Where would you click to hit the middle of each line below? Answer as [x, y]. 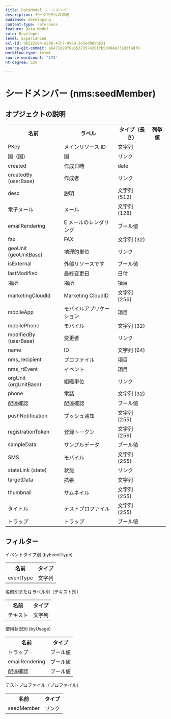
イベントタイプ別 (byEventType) [39, 555]
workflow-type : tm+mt [28, 53]
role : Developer [22, 34]
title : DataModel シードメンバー [38, 10]
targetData [21, 480]
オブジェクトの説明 [35, 114]
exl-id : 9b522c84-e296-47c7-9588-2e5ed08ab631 [55, 43]
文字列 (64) [131, 350]
